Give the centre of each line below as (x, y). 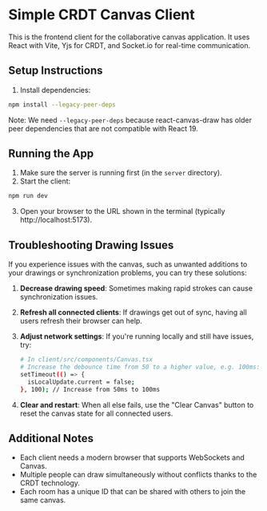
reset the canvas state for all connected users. (96, 413)
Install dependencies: (55, 90)
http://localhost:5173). (56, 220)
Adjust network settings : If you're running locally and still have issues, (137, 336)
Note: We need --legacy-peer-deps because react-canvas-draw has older (130, 120)
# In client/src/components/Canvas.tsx (86, 360)
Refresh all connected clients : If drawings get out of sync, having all (133, 312)
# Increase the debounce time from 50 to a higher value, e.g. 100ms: (140, 367)
